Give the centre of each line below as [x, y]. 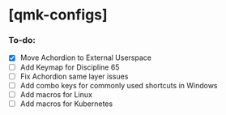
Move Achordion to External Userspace [86, 57]
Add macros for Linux [56, 94]
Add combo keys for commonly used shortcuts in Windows [119, 85]
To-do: [22, 40]
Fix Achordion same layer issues [74, 76]
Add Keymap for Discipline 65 [70, 67]
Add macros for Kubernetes [66, 104]
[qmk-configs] [58, 15]
